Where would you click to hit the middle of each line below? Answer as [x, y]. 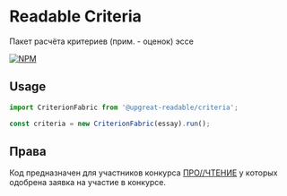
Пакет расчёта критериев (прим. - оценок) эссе [102, 41]
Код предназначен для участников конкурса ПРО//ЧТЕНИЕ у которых [143, 173]
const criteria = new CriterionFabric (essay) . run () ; [110, 124]
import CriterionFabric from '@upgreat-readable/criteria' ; [124, 107]
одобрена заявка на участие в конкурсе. [88, 183]
